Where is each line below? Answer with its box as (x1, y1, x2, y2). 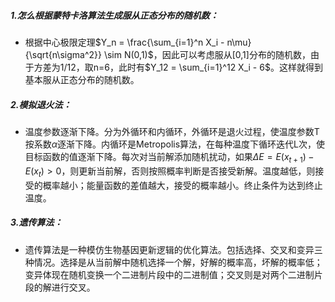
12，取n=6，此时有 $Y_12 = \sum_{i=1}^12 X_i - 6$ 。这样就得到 (66, 61, 323, 73)
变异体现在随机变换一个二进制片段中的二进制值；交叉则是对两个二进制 (24, 268, 315, 280)
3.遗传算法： (10, 216, 63, 229)
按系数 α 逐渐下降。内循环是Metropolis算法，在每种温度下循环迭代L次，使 (24, 138, 325, 150)
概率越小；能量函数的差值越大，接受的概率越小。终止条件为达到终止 (42, 179, 323, 191)
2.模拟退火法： (10, 98, 72, 110)
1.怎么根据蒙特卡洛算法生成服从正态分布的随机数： (10, 9, 219, 21)
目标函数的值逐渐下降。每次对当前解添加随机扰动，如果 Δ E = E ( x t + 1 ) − (24, 150, 315, 165)
